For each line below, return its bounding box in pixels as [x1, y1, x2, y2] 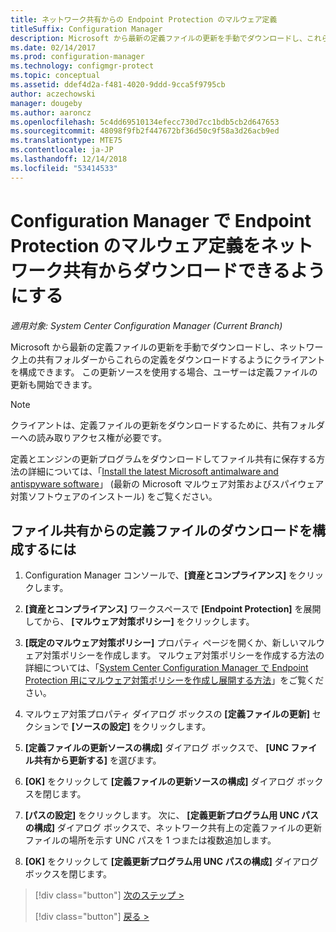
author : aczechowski [10, 89, 97, 99]
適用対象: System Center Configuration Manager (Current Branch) [10, 319, 283, 331]
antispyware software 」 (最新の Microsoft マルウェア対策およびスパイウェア [10, 477, 325, 490]
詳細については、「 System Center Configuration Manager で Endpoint [24, 662, 309, 674]
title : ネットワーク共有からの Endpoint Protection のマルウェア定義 [10, 14, 278, 25]
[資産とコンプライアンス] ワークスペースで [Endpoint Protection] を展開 [24, 603, 322, 615]
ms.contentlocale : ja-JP [10, 145, 114, 155]
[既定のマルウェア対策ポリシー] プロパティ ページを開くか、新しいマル [24, 637, 317, 649]
